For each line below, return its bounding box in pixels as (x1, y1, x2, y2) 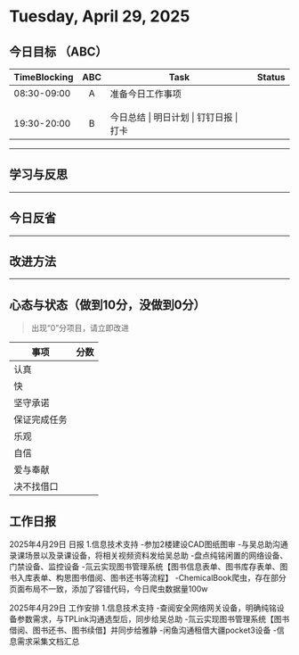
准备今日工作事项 (109, 87, 182, 100)
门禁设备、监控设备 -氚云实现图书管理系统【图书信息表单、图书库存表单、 (9, 561, 280, 572)
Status (256, 71, 286, 83)
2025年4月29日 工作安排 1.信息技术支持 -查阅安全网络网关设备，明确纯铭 (9, 602, 278, 613)
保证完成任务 (13, 413, 69, 426)
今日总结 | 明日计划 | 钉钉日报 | (109, 112, 238, 123)
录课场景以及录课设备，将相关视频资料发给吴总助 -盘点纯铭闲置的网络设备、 (9, 551, 288, 561)
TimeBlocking (13, 71, 74, 83)
